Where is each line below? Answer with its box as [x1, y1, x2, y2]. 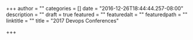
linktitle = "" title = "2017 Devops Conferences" [6, 17, 119, 24]
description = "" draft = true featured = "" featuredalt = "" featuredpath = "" [6, 11, 188, 18]
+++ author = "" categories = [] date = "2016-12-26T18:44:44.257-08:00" [6, 5, 184, 12]
